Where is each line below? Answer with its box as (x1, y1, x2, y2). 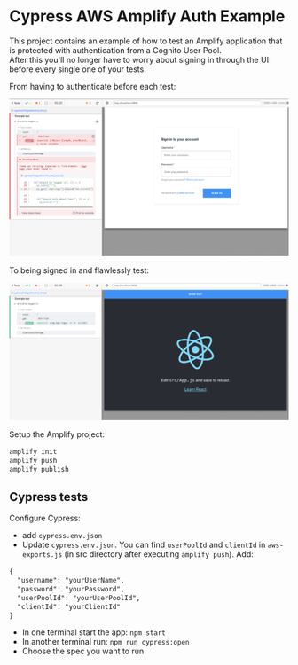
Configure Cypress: (9, 512, 82, 524)
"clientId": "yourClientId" (17, 603, 122, 612)
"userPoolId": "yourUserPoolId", (17, 594, 141, 603)
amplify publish (9, 465, 69, 474)
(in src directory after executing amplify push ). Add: (64, 549, 255, 559)
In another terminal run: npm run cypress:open (21, 637, 190, 647)
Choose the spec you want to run (21, 645, 145, 657)
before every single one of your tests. (9, 64, 146, 74)
